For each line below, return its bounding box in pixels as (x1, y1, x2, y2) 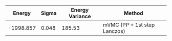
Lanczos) (103, 28, 125, 34)
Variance (68, 13, 91, 20)
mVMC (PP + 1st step (103, 21, 155, 28)
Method (123, 10, 143, 17)
